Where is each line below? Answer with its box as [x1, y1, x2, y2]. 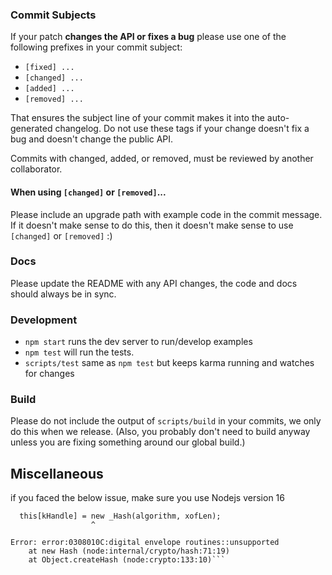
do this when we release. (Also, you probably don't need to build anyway [10, 426, 311, 438]
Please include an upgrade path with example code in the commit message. [10, 208, 323, 220]
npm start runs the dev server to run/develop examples [24, 336, 253, 348]
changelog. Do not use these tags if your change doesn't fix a [54, 123, 310, 135]
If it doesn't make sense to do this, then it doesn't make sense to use [10, 219, 294, 231]
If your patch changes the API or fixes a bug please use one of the [10, 31, 287, 43]
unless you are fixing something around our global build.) [10, 436, 246, 448]
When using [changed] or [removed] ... [10, 186, 167, 198]
